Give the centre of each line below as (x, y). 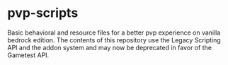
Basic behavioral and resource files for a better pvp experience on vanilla (114, 32)
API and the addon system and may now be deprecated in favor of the (110, 47)
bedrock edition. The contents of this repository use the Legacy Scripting (114, 40)
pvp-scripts (43, 13)
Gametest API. (28, 55)
